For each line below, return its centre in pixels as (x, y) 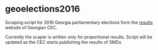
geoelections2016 (42, 9)
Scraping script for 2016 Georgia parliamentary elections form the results (79, 22)
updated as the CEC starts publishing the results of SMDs (63, 42)
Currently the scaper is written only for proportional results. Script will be (79, 37)
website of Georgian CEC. (31, 27)
